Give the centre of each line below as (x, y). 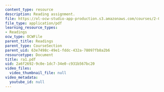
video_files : (18, 69)
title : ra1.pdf (20, 59)
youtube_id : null (27, 82)
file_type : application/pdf (34, 23)
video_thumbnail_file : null (38, 73)
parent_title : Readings (29, 41)
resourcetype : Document (29, 55)
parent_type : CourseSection (34, 46)
